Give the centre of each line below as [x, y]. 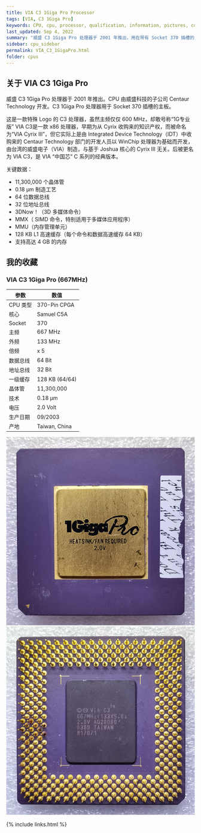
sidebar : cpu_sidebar [33, 44]
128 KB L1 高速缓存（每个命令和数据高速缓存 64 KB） [80, 234]
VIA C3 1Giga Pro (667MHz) [47, 279]
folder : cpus [22, 57]
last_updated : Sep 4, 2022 [40, 32]
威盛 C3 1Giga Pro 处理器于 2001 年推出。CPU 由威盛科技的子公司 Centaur [98, 99]
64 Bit [44, 360]
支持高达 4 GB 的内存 [41, 242]
